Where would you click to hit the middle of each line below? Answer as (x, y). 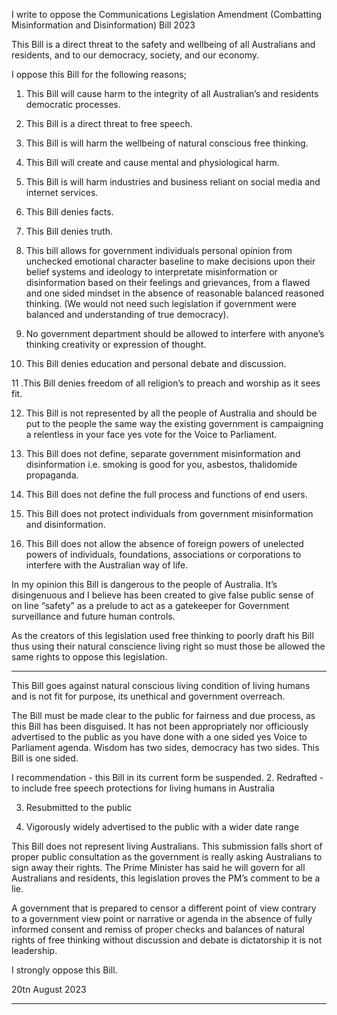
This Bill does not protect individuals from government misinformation (169, 513)
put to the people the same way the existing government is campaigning (174, 423)
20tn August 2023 (49, 989)
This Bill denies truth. (69, 231)
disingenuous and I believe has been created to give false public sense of (162, 595)
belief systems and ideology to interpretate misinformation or (151, 272)
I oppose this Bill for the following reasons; (99, 74)
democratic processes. (73, 104)
